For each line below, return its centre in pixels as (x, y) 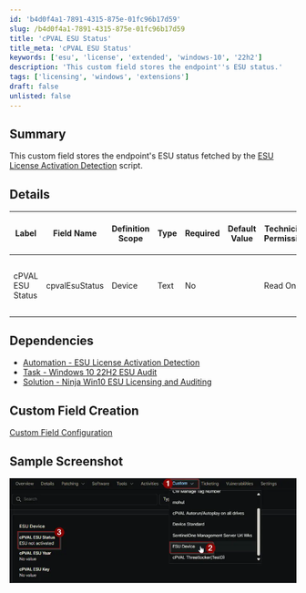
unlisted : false (40, 96)
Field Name (75, 233)
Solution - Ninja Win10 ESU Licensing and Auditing (117, 382)
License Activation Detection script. (76, 166)
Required (203, 233)
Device (125, 285)
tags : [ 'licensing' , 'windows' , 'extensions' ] (99, 77)
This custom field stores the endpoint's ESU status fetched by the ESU (142, 156)
